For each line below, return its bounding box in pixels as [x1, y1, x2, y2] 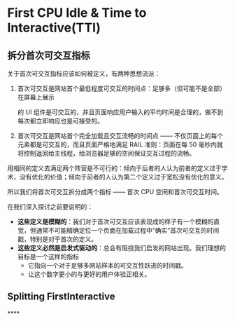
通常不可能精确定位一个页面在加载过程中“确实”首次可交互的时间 [36, 226, 220, 234]
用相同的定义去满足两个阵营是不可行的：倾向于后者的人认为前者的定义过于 [7, 164, 222, 172]
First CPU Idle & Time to [7, 5, 147, 21]
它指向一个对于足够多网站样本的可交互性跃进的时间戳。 [27, 261, 187, 269]
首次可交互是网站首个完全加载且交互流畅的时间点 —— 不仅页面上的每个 [17, 132, 224, 139]
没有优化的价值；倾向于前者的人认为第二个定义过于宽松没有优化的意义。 [19, 173, 228, 181]
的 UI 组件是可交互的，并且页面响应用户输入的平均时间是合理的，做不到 [17, 108, 224, 116]
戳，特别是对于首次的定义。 [17, 235, 98, 243]
